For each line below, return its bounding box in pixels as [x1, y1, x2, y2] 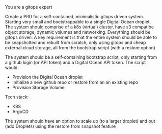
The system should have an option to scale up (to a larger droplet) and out [5, 118, 156, 124]
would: [5, 65, 19, 70]
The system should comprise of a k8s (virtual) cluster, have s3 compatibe [5, 24, 154, 30]
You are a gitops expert [5, 4, 53, 10]
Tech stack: [5, 94, 28, 100]
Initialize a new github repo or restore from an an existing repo [12, 79, 138, 85]
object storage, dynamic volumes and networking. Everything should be [5, 29, 151, 35]
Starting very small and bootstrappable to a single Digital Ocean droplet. [5, 19, 151, 24]
